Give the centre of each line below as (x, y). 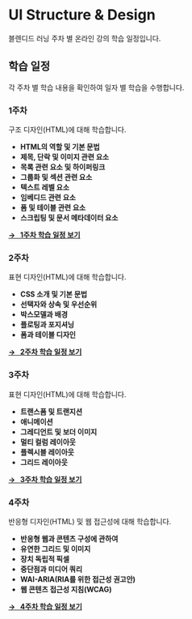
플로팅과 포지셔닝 (47, 325)
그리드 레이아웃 (44, 462)
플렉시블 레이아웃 (47, 452)
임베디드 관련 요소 (48, 198)
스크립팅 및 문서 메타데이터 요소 (69, 218)
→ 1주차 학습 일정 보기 (44, 235)
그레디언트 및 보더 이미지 (58, 432)
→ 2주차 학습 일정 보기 (45, 352)
